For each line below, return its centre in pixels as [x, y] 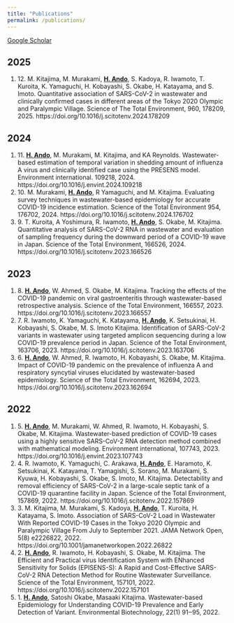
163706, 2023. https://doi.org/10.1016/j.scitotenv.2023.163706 [105, 350]
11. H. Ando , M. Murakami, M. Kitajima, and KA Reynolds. [99, 155]
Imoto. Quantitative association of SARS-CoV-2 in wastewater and [112, 94]
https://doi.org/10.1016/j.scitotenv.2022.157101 [83, 589]
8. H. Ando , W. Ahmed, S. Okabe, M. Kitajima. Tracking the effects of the [122, 290]
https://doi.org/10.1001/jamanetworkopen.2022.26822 [95, 545]
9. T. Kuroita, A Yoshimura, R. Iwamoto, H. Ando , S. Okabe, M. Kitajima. [119, 222]
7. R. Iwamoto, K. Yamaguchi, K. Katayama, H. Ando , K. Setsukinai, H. [117, 320]
